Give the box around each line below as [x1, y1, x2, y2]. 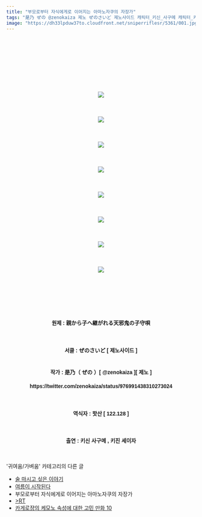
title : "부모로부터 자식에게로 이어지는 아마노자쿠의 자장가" [6, 8, 136, 15]
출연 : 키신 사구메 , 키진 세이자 [66, 438, 136, 444]
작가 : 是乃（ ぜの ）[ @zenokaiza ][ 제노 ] [50, 369, 152, 376]
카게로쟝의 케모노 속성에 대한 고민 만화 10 [14, 504, 112, 512]
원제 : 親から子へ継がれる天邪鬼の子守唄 [51, 320, 151, 326]
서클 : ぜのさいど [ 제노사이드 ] [64, 347, 138, 354]
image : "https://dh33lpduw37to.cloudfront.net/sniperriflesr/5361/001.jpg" [6, 20, 200, 26]
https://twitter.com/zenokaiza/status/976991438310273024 [29, 383, 173, 389]
